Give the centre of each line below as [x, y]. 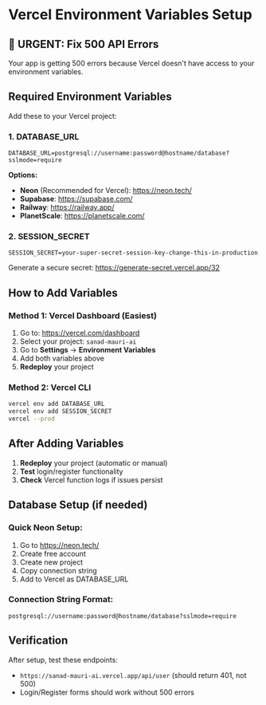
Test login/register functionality [71, 471]
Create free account [53, 553]
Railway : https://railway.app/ [67, 207]
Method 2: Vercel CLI [50, 388]
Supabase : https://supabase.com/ [76, 199]
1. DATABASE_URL [44, 136]
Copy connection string [58, 570]
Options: [23, 175]
